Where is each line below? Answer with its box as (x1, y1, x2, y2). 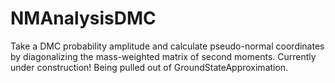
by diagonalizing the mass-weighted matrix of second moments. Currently (10, 50, 317, 62)
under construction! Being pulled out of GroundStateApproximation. (10, 61, 289, 73)
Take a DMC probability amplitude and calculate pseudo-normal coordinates (10, 40, 325, 52)
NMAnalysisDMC (10, 7, 157, 30)
